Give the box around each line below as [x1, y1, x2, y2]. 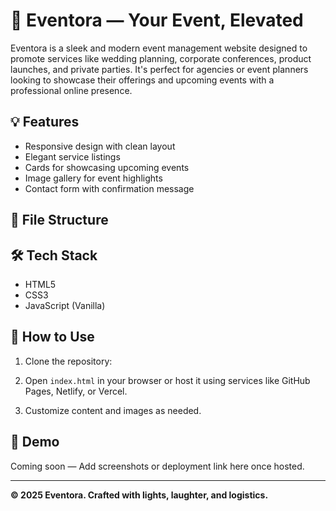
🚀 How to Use [10, 329, 95, 346]
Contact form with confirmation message [24, 182, 195, 194]
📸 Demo [10, 434, 60, 451]
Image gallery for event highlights [24, 172, 163, 184]
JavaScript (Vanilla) [24, 299, 106, 311]
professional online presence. [10, 84, 133, 96]
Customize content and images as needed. [24, 404, 202, 416]
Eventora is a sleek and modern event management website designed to [10, 42, 308, 54]
